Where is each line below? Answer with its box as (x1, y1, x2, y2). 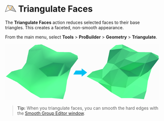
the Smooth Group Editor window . (17, 110, 85, 116)
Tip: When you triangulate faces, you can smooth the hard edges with (17, 105, 159, 111)
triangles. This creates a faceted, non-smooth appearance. (5, 24, 124, 30)
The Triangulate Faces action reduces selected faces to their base (5, 19, 141, 25)
